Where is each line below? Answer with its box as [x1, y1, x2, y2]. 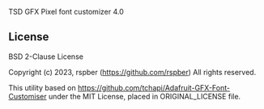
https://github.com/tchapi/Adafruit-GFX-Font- [77, 82, 231, 92]
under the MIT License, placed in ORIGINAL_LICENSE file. [48, 91, 241, 101]
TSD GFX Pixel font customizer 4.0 [8, 7, 124, 16]
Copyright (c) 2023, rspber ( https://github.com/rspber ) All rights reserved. [8, 67, 257, 77]
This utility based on [8, 82, 77, 92]
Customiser [8, 91, 47, 101]
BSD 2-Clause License [8, 52, 83, 61]
